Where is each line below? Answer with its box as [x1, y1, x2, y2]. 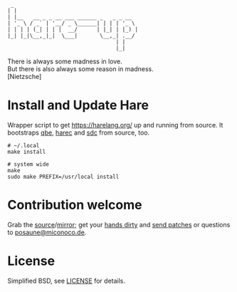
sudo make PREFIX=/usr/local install [7, 173, 120, 180]
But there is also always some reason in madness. [7, 65, 154, 73]
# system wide [7, 160, 50, 168]
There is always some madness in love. [7, 57, 122, 66]
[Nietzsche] [7, 73, 42, 80]
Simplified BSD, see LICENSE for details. [7, 276, 126, 285]
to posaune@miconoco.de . [7, 228, 87, 236]
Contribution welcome [7, 197, 142, 213]
